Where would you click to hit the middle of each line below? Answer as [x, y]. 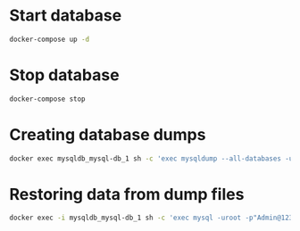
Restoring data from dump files [127, 194]
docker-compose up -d [50, 39]
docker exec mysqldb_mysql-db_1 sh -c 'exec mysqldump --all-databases [145, 158]
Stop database [64, 75]
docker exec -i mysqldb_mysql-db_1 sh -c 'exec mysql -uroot [125, 218]
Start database [66, 16]
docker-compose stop [48, 99]
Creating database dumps [108, 134]
